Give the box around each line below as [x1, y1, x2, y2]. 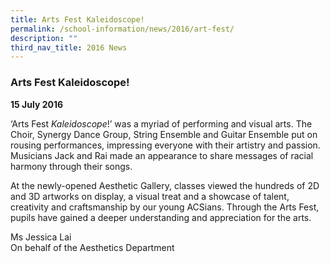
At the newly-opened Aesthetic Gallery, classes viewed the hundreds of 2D [10, 179, 320, 191]
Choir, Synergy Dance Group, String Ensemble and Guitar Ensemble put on [10, 128, 318, 140]
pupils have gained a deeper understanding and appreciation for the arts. [10, 211, 312, 223]
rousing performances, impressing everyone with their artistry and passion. [10, 139, 321, 151]
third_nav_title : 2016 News [10, 42, 128, 53]
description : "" [10, 33, 78, 43]
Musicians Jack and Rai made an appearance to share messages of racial [10, 149, 314, 161]
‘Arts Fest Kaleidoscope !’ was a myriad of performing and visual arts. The [10, 117, 313, 130]
